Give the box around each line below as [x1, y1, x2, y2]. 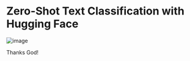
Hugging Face [6, 17, 79, 31]
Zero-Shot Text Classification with [6, 4, 185, 18]
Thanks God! [6, 48, 38, 56]
